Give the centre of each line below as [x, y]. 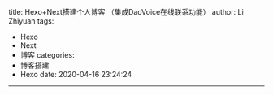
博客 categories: [47, 55]
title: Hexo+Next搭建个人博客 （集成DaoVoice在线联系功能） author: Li [126, 12]
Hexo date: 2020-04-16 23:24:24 [76, 74]
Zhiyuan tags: [31, 21]
